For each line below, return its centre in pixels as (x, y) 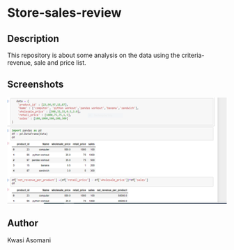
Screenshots (36, 85)
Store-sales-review (64, 13)
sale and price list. (60, 63)
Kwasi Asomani (29, 240)
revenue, (20, 63)
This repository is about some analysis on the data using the (94, 55)
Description (33, 39)
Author (23, 223)
